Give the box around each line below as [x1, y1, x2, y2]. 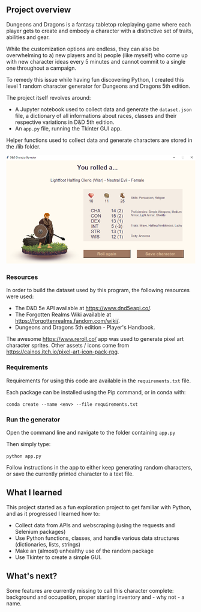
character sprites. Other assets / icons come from [6, 342, 130, 349]
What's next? [6, 571, 58, 581]
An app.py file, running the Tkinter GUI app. [14, 124, 122, 132]
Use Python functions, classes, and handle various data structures [14, 534, 179, 542]
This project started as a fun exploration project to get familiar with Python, [6, 503, 192, 510]
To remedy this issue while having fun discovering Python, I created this [6, 76, 184, 83]
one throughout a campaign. [6, 64, 77, 72]
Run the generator [6, 415, 61, 423]
